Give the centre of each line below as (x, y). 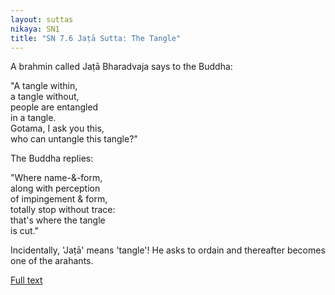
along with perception (55, 188)
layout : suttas (42, 19)
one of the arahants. (52, 261)
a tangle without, (45, 97)
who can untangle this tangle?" (74, 139)
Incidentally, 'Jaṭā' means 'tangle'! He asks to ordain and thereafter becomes (168, 250)
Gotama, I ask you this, (57, 128)
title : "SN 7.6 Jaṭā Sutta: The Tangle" (96, 38)
